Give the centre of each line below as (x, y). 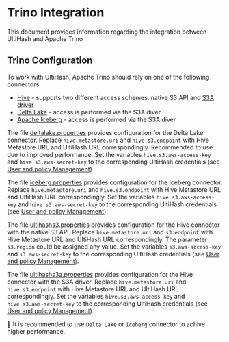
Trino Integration (56, 13)
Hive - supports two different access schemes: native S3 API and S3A (115, 97)
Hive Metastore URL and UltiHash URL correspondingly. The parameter (107, 239)
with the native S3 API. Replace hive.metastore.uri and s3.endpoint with (110, 232)
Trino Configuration (50, 61)
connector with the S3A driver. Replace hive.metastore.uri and (97, 282)
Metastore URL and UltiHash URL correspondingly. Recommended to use (110, 147)
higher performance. (36, 331)
